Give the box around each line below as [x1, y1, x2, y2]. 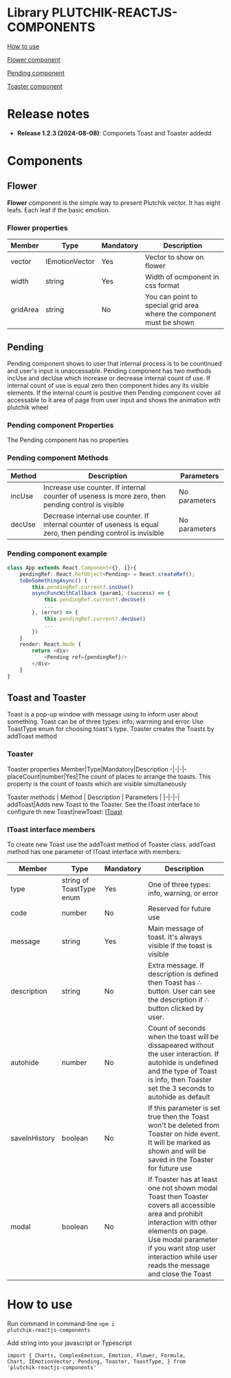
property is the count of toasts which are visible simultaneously [7, 779, 187, 788]
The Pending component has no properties [7, 436, 129, 444]
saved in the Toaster [147, 1155, 214, 1165]
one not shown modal [147, 1183, 218, 1193]
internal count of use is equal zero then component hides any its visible [7, 381, 209, 389]
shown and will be [147, 1146, 206, 1156]
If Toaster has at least [147, 1174, 218, 1184]
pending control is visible [43, 500, 124, 510]
